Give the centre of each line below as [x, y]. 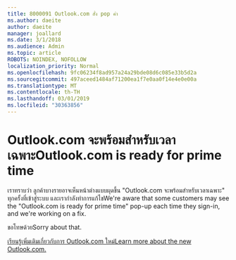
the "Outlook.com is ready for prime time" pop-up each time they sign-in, [114, 206]
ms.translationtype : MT [42, 86]
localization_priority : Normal [53, 66]
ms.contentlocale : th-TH [44, 92]
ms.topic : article [34, 53]
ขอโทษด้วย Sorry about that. [45, 227]
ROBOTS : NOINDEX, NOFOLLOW [47, 60]
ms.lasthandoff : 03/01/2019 [49, 99]
